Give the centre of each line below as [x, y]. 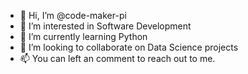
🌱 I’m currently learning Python [83, 36]
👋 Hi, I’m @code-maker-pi [73, 15]
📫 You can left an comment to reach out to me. [117, 58]
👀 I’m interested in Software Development [105, 26]
